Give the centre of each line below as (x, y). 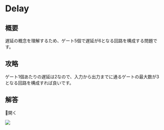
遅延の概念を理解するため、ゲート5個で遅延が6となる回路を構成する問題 (79, 41)
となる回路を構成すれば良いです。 (40, 83)
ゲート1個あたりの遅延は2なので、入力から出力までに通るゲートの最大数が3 (82, 76)
